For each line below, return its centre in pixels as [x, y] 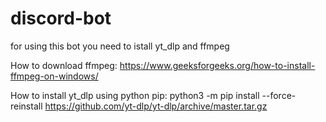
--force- [279, 95]
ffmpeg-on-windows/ [54, 76]
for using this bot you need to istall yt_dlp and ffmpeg [120, 46]
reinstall [26, 106]
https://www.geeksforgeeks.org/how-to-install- [217, 65]
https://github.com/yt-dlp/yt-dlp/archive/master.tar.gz [156, 106]
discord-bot [61, 18]
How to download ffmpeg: [64, 65]
